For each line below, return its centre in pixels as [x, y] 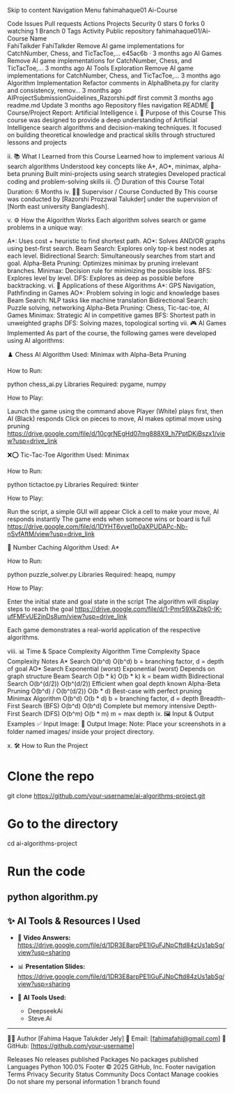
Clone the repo [51, 776]
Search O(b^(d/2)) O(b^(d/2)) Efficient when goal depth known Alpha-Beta [114, 683]
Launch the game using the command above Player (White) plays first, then [115, 411]
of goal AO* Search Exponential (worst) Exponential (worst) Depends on [111, 669]
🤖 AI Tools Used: [41, 997]
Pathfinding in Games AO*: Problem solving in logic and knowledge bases [114, 293]
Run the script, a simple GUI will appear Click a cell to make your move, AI [113, 512]
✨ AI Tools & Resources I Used [74, 921]
